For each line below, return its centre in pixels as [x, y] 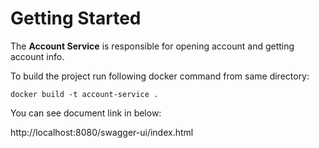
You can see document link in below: [86, 113]
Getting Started [76, 18]
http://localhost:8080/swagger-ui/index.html [102, 132]
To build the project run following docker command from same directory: [160, 76]
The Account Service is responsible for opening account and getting [152, 46]
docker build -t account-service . [84, 94]
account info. [37, 56]
